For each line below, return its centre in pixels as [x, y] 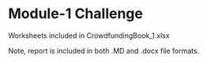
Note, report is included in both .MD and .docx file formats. [104, 50]
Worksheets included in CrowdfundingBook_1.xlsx [89, 35]
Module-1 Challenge [76, 14]
